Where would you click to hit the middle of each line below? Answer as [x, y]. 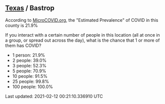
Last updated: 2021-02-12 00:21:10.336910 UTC [54, 96]
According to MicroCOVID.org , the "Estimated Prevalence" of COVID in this [82, 20]
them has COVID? [23, 45]
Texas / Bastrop [30, 8]
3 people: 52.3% [29, 65]
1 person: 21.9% [29, 55]
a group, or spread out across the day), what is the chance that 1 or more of [82, 40]
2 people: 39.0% [29, 60]
